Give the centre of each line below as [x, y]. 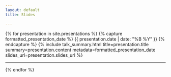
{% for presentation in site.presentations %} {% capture [64, 33]
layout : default [22, 10]
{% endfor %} [20, 69]
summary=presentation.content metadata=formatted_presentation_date [80, 50]
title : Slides [20, 15]
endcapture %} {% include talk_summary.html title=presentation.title [77, 44]
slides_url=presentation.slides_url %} [44, 55]
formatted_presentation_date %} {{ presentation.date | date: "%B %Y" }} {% [85, 39]
